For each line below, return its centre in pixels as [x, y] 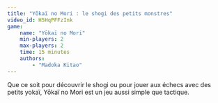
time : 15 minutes [45, 53]
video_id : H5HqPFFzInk [40, 20]
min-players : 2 [42, 39]
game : [15, 26]
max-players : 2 [42, 46]
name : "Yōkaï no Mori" [53, 33]
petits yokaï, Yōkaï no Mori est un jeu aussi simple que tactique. [98, 92]
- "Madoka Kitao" [57, 65]
